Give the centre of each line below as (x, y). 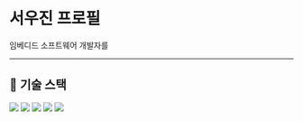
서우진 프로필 (55, 19)
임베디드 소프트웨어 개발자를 (59, 45)
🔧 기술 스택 (38, 85)
